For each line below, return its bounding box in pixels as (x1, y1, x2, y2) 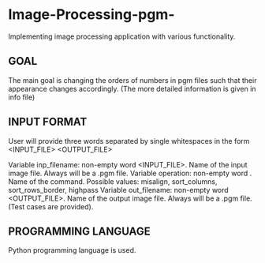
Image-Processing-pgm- (8, 6, 175, 24)
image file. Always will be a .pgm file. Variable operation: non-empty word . (8, 168, 252, 178)
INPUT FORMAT (8, 115, 88, 129)
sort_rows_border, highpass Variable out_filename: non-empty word (8, 185, 229, 194)
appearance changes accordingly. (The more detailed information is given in (8, 84, 256, 93)
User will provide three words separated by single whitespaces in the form (8, 136, 250, 145)
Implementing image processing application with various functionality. (8, 32, 236, 41)
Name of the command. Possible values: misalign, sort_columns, (8, 176, 218, 186)
